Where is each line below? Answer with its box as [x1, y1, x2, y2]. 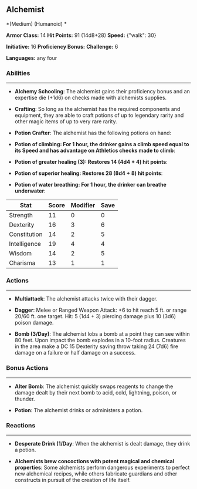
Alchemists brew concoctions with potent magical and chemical [14, 458, 175, 464]
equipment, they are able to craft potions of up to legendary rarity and [14, 112, 184, 119]
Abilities [6, 69, 30, 77]
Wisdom [9, 249, 32, 258]
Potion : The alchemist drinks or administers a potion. [14, 406, 143, 413]
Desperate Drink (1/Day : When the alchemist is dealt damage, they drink [14, 440, 191, 447]
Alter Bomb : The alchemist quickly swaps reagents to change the [14, 383, 174, 390]
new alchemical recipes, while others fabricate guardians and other [14, 470, 178, 477]
